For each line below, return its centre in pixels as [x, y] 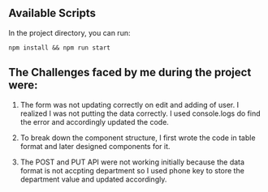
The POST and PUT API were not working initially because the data [132, 162]
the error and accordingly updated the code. [94, 122]
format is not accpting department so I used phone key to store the [132, 170]
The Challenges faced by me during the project [130, 73]
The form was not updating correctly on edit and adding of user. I [130, 105]
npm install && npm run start [60, 48]
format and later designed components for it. [95, 146]
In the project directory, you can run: [69, 32]
